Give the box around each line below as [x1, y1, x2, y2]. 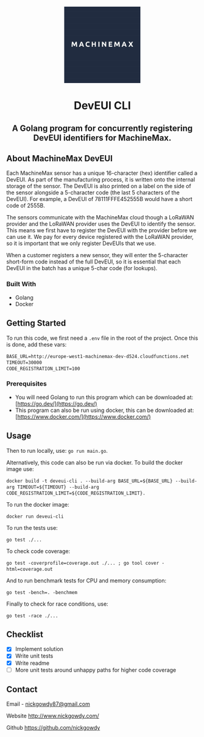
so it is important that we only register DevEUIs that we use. [6, 240, 157, 247]
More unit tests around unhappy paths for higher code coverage [15, 666, 177, 673]
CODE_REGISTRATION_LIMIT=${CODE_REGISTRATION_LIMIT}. [6, 490, 146, 496]
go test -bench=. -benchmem [6, 589, 78, 595]
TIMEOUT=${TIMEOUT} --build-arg [17, 484, 99, 490]
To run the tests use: [6, 524, 58, 531]
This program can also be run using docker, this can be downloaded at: [15, 406, 194, 414]
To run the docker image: [6, 501, 69, 508]
